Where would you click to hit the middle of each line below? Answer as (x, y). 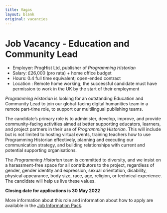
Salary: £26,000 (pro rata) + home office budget (62, 73)
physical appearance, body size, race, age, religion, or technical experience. (83, 176)
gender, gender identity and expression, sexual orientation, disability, (76, 171)
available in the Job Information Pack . (44, 206)
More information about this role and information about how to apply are (79, 200)
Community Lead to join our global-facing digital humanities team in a (77, 104)
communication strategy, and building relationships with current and (75, 145)
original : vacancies (27, 19)
